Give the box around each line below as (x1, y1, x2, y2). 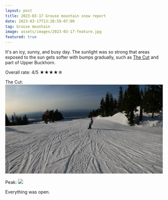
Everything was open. (5, 188, 50, 195)
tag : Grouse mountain (5, 24, 50, 29)
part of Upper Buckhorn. (5, 60, 56, 65)
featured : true (5, 35, 37, 40)
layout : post (5, 8, 32, 13)
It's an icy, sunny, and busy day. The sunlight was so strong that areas (5, 49, 150, 55)
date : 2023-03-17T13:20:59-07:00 (5, 19, 75, 24)
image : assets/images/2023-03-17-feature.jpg (5, 29, 101, 35)
